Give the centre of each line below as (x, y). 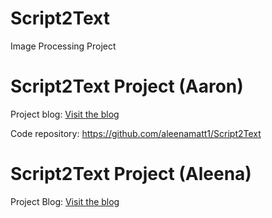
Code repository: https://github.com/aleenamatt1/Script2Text (136, 133)
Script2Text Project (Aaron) (127, 86)
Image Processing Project (63, 46)
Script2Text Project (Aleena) (131, 174)
